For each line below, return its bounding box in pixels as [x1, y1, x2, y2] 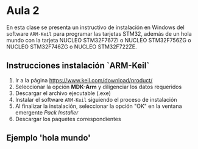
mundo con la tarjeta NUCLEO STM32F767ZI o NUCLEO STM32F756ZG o [6, 36, 191, 44]
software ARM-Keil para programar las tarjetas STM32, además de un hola [6, 30, 192, 37]
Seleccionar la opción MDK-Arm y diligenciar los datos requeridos [15, 83, 182, 90]
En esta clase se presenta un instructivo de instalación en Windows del [6, 24, 185, 31]
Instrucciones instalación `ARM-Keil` [6, 61, 150, 71]
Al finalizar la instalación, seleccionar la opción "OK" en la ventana [15, 102, 182, 110]
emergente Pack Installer [15, 108, 79, 116]
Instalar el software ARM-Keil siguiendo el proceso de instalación [15, 96, 177, 103]
